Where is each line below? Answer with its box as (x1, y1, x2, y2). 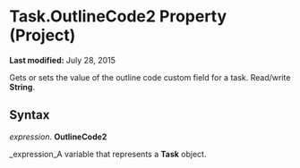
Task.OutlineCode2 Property (9, 6, 227, 27)
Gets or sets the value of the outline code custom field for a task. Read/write (9, 71, 291, 82)
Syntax (9, 107, 50, 122)
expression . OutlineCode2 (9, 131, 107, 142)
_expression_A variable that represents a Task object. (9, 148, 207, 159)
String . (9, 81, 36, 92)
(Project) (9, 25, 76, 46)
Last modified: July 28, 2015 (9, 55, 116, 65)
